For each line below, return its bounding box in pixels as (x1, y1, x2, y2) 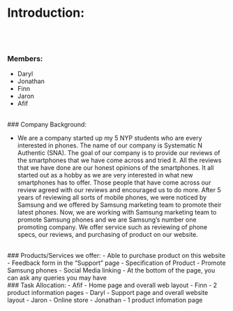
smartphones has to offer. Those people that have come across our (17, 178, 211, 187)
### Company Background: (7, 120, 87, 129)
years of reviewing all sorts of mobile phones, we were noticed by (17, 193, 207, 201)
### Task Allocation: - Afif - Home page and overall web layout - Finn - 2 (7, 281, 218, 289)
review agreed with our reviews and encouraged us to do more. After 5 (17, 185, 221, 194)
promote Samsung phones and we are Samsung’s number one (17, 215, 197, 224)
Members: (7, 54, 43, 64)
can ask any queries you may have (7, 273, 107, 282)
